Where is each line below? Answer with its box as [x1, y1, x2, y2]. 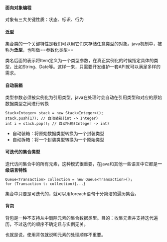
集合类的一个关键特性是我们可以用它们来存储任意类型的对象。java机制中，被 [5, 41, 162, 47]
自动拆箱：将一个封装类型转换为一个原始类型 [12, 137, 105, 143]
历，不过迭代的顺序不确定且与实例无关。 [5, 221, 88, 227]
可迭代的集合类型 [5, 149, 40, 155]
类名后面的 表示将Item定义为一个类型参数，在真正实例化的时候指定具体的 [5, 58, 154, 64]
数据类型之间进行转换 [5, 100, 49, 106]
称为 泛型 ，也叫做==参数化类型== [5, 47, 74, 53]
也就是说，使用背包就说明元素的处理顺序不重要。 [5, 232, 106, 238]
